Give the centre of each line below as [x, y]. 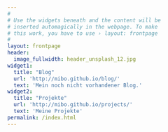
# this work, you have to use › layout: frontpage [83, 33]
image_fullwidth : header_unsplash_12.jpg [75, 59]
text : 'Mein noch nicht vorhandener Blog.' [78, 85]
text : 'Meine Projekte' [48, 111]
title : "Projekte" [41, 98]
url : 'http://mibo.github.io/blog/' [67, 79]
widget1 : [20, 66]
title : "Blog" [34, 72]
